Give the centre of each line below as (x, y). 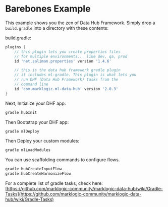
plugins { (16, 47)
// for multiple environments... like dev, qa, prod (71, 56)
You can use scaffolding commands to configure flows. (63, 160)
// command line (32, 84)
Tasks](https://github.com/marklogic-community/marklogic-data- (73, 194)
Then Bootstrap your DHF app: (37, 122)
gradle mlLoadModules (28, 150)
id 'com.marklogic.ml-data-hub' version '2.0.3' (66, 89)
